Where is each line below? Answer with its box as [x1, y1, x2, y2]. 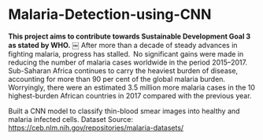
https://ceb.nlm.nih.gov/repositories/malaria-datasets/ [8, 123, 184, 132]
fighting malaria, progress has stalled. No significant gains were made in [8, 49, 244, 58]
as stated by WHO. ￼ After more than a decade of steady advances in [8, 40, 238, 50]
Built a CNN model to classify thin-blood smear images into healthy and [8, 106, 240, 116]
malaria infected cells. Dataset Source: [8, 114, 134, 123]
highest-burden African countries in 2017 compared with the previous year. [8, 90, 252, 100]
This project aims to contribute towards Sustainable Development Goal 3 [8, 31, 251, 41]
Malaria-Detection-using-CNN [8, 6, 212, 24]
